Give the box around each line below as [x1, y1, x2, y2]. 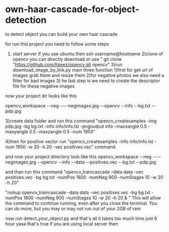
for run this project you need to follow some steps [5, 41, 109, 47]
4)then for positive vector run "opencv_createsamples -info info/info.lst [5, 138, 153, 144]
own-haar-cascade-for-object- [5, 4, 140, 15]
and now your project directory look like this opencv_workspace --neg [5, 153, 152, 160]
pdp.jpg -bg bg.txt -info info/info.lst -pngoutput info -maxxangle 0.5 [5, 123, 147, 129]
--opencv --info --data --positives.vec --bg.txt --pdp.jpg [37, 159, 156, 165]
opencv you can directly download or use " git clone [12, 56, 122, 62]
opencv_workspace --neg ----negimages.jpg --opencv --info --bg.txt [5, 102, 151, 108]
